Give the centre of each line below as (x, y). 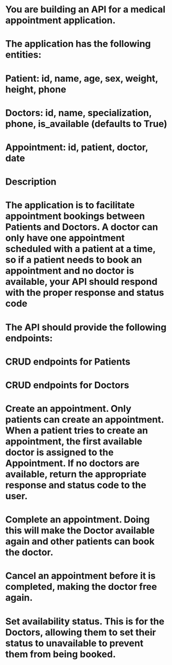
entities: (23, 55)
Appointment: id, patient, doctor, (77, 147)
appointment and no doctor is (70, 271)
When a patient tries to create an (77, 431)
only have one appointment (65, 238)
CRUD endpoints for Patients (68, 362)
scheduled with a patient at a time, (81, 249)
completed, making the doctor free (81, 587)
